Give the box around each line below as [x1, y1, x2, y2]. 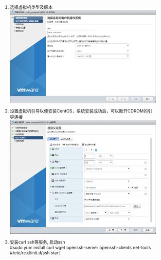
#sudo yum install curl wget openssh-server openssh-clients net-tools [9, 245, 151, 250]
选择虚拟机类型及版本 [9, 4, 53, 10]
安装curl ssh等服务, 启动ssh [9, 239, 65, 245]
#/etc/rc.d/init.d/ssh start [9, 250, 60, 256]
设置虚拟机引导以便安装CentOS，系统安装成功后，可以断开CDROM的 [9, 108, 148, 113]
